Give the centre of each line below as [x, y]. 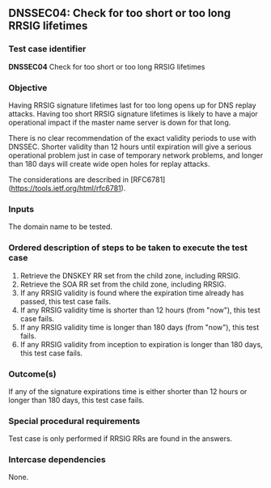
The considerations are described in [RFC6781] [87, 179]
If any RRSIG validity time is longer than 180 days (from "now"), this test [140, 327]
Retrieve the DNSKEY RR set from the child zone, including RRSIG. [130, 275]
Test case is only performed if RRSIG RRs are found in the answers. [121, 439]
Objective [28, 87]
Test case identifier [47, 49]
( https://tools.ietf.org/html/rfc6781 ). [67, 188]
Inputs [21, 209]
